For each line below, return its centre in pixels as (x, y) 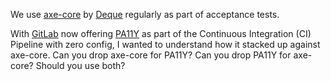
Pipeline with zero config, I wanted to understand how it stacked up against (165, 44)
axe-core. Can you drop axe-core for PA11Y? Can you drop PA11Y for (151, 55)
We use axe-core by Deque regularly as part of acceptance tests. (145, 14)
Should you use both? (80, 65)
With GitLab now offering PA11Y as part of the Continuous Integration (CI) (161, 33)
